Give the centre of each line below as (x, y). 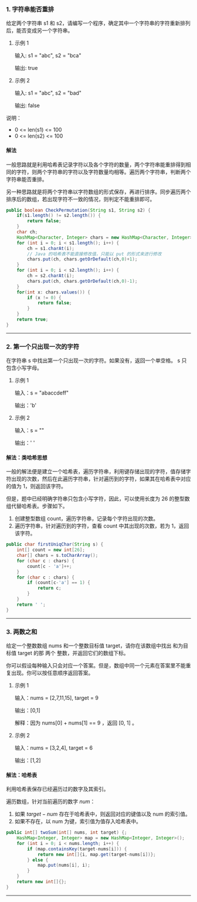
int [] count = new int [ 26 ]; (51, 550)
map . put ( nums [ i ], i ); (64, 866)
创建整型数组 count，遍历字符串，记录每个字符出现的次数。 (86, 519)
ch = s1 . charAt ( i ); (51, 248)
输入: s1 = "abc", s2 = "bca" (48, 56)
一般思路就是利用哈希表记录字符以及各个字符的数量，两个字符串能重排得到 (96, 164)
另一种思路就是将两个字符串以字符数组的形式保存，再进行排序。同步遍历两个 (98, 192)
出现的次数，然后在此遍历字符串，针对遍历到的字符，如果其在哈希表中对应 (101, 479)
